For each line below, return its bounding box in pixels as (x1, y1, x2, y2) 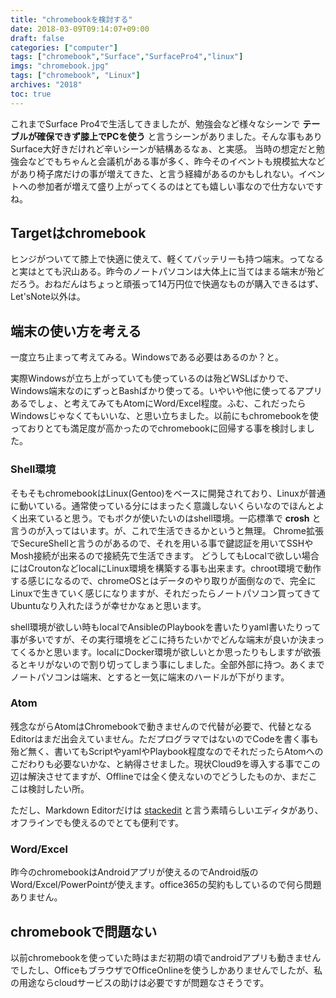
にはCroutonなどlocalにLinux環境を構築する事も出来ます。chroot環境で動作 (10, 562, 322, 574)
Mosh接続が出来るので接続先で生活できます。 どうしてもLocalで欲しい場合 (10, 549, 320, 561)
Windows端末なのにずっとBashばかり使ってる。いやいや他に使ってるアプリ (10, 385, 323, 397)
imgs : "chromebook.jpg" (10, 61, 110, 71)
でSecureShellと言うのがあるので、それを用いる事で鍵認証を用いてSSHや (10, 537, 314, 549)
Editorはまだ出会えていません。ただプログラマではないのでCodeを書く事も (10, 732, 319, 745)
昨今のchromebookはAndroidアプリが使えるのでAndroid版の (10, 866, 259, 878)
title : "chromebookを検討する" (10, 14, 133, 25)
